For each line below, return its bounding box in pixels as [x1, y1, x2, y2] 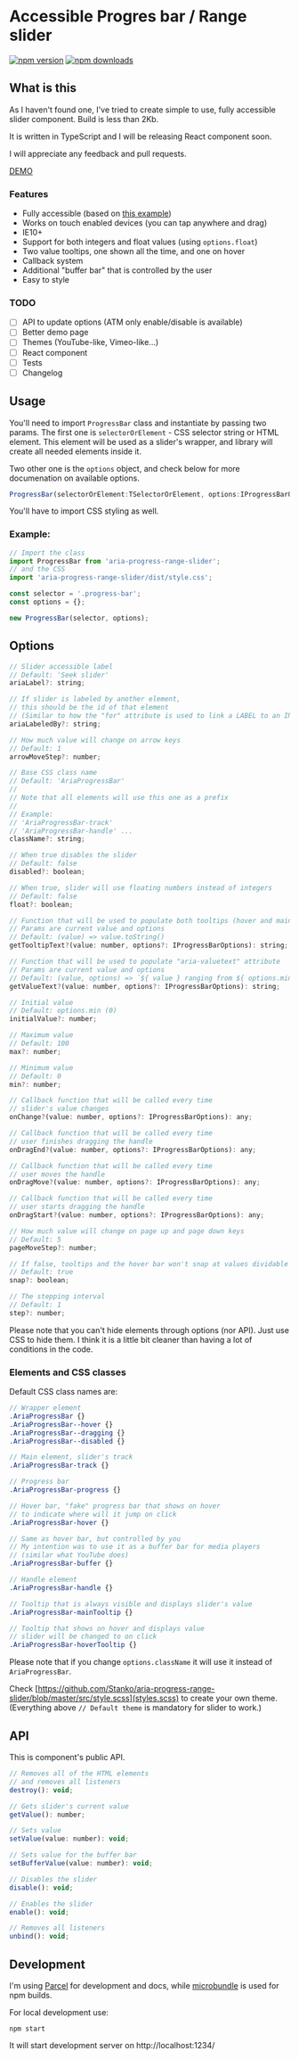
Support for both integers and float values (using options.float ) [21, 236, 258, 247]
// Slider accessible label [9, 662, 114, 671]
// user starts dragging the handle [9, 1202, 145, 1212]
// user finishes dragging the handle [9, 1137, 153, 1146]
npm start [9, 2024, 46, 2033]
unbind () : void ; [9, 1932, 69, 1941]
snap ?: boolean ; [9, 1276, 69, 1285]
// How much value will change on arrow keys [9, 736, 181, 745]
